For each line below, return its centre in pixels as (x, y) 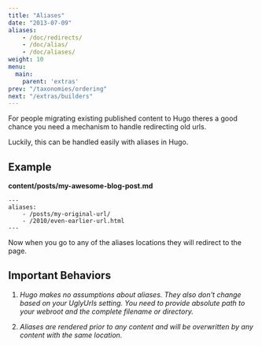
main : (24, 74)
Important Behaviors (60, 275)
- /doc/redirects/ (52, 37)
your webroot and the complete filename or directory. (107, 311)
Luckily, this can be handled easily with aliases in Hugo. (98, 142)
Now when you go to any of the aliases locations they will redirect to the (125, 243)
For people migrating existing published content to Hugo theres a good (123, 118)
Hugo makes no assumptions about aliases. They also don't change (130, 294)
